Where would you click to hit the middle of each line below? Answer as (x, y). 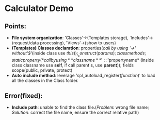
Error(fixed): (24, 96)
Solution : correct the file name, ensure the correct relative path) (75, 112)
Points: (16, 26)
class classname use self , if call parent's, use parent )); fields (72, 65)
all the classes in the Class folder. (45, 80)
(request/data (25, 43)
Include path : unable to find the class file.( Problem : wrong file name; (80, 107)
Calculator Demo (39, 8)
